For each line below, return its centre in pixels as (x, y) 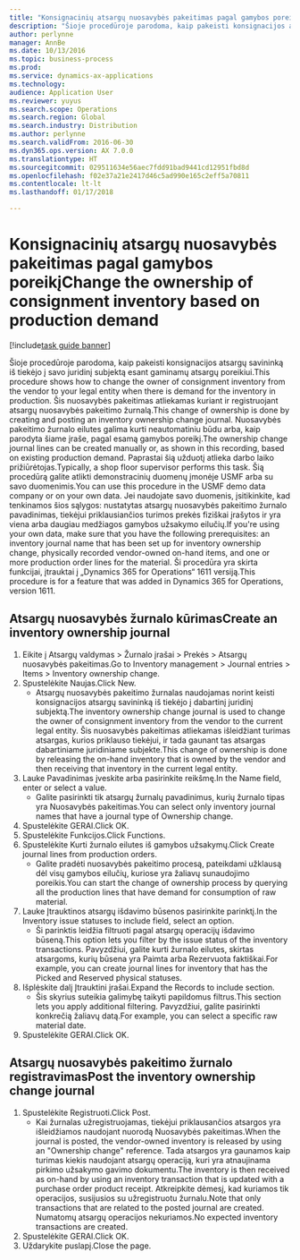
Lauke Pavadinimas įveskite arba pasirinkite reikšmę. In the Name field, (152, 778)
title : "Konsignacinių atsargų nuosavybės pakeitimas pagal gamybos (139, 17)
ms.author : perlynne (48, 134)
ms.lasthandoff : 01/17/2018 (62, 192)
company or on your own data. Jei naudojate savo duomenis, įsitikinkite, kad (150, 495)
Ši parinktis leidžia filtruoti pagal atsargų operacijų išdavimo (145, 930)
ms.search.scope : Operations (63, 109)
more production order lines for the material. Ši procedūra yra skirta (134, 562)
